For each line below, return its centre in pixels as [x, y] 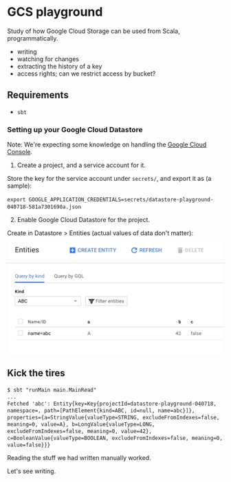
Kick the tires [36, 373]
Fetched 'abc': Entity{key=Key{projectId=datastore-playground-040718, [112, 404]
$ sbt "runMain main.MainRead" [52, 390]
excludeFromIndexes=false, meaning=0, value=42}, [80, 431]
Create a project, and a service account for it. [81, 165]
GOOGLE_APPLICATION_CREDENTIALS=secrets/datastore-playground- [121, 200]
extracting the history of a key [59, 66]
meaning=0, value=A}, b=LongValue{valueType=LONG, [81, 424]
